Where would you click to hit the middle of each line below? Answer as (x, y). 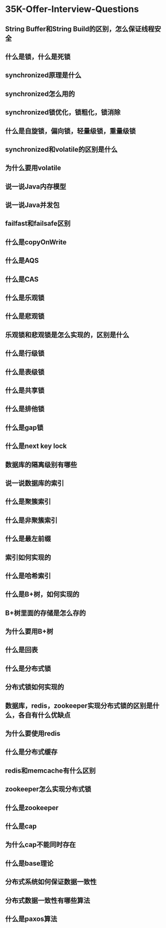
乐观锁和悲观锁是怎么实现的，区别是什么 (67, 335)
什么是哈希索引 (28, 576)
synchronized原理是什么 (43, 75)
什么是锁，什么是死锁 (38, 57)
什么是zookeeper (32, 808)
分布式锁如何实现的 (35, 687)
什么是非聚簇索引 (31, 520)
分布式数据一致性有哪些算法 (48, 900)
